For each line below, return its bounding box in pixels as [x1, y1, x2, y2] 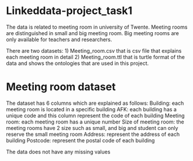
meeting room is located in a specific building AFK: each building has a [6, 105, 177, 112]
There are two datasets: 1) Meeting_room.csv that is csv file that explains [6, 47, 182, 54]
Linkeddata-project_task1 [6, 4, 133, 18]
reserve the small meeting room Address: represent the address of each [6, 131, 180, 138]
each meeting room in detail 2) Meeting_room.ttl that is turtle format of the [6, 53, 185, 60]
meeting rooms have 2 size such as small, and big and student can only [6, 124, 178, 131]
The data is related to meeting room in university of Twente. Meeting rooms [6, 23, 188, 30]
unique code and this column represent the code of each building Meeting [6, 112, 185, 119]
